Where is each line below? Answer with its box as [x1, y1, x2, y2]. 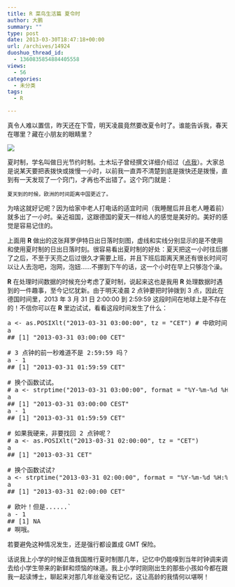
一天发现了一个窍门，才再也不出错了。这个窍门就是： [19, 176, 173, 184]
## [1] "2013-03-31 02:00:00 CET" [7, 488, 126, 495]
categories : [7, 75, 42, 83]
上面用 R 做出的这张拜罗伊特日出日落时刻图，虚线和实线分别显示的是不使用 [7, 236, 224, 244]
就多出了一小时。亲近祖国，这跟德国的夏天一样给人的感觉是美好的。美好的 [7, 213, 222, 221]
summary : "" [7, 23, 42, 30]
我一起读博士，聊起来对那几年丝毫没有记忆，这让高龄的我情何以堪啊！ [7, 572, 210, 581]
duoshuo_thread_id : [7, 50, 64, 57]
